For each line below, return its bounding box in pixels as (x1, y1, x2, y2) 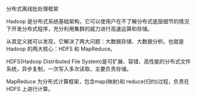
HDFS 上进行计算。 (6, 86, 54, 92)
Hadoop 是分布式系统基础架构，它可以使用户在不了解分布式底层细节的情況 (6, 18, 190, 25)
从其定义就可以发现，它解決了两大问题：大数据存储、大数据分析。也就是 (6, 38, 184, 45)
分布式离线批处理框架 (6, 5, 59, 12)
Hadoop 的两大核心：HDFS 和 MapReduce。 (6, 45, 116, 52)
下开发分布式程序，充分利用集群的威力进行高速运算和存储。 (6, 26, 153, 32)
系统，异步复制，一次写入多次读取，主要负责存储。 (6, 65, 132, 72)
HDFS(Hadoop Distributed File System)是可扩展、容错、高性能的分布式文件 (6, 58, 191, 65)
